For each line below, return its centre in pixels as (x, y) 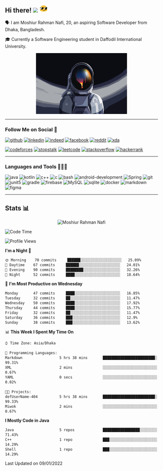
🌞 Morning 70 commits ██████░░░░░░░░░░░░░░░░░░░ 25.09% (73, 260)
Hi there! (18, 10)
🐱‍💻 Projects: (18, 392)
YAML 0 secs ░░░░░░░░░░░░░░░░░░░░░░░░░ (81, 377)
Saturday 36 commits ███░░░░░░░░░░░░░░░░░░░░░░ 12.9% (71, 318)
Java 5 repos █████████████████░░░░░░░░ (81, 430)
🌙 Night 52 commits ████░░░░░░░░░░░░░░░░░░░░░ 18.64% (72, 275)
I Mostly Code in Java (27, 420)
